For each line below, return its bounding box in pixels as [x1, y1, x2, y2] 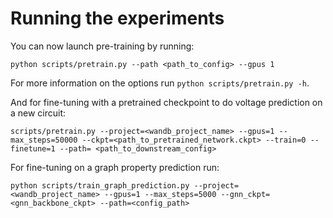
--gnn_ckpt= [220, 189, 271, 199]
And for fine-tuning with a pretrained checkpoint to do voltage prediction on [10, 96, 323, 108]
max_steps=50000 [10, 135, 78, 145]
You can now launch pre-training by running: [10, 40, 195, 52]
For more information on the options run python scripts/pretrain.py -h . [10, 77, 310, 89]
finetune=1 [10, 143, 56, 154]
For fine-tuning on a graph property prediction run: [10, 161, 220, 173]
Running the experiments [10, 7, 225, 30]
